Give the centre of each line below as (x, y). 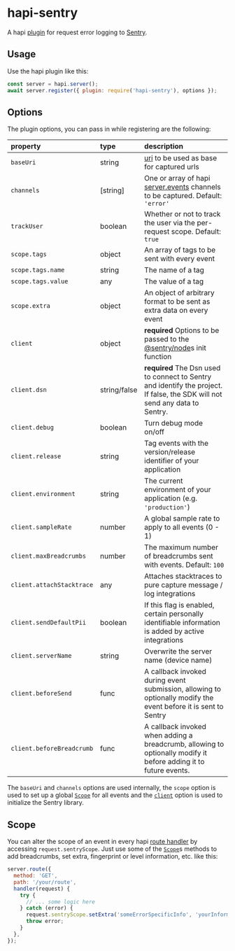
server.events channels (183, 187)
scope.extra (31, 306)
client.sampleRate (41, 527)
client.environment (43, 494)
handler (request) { (42, 889)
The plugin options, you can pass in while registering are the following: (109, 129)
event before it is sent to (184, 707)
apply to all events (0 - (182, 528)
